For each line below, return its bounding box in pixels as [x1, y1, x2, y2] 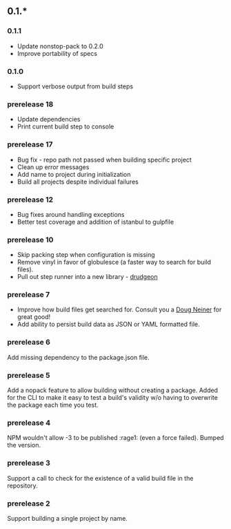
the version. [7, 441, 41, 450]
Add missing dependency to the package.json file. [7, 353, 150, 361]
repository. [7, 481, 38, 490]
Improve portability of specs [17, 49, 98, 57]
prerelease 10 [7, 235, 54, 244]
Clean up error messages [17, 162, 90, 171]
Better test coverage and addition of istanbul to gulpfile [17, 218, 174, 226]
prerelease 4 [7, 418, 51, 427]
